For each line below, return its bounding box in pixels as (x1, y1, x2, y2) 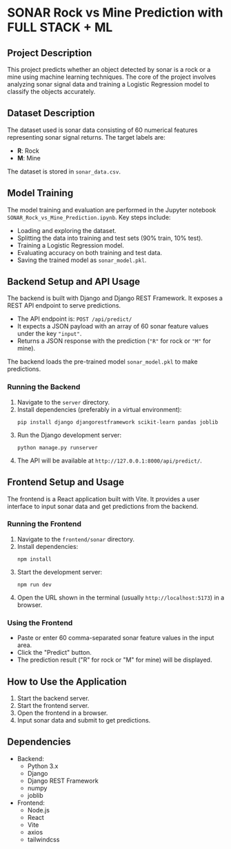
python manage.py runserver (17, 444, 98, 451)
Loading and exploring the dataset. (17, 226, 117, 234)
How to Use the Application (7, 675, 127, 687)
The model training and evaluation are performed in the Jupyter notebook (7, 205, 217, 214)
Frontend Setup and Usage (7, 476, 125, 488)
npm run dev (17, 581, 52, 588)
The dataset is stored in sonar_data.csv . (7, 167, 121, 176)
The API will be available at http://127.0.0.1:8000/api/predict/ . (17, 456, 202, 465)
